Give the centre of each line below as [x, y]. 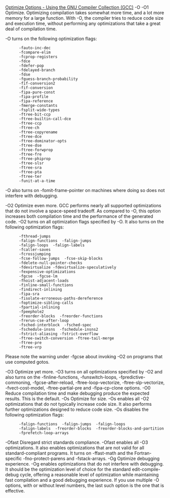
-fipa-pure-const [37, 92]
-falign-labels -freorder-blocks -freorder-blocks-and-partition [91, 429]
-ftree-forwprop [36, 150]
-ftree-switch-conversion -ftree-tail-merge [66, 338]
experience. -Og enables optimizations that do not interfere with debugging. [84, 464]
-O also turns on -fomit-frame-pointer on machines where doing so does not [85, 190]
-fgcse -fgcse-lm [38, 276]
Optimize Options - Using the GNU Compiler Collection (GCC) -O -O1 [77, 7]
